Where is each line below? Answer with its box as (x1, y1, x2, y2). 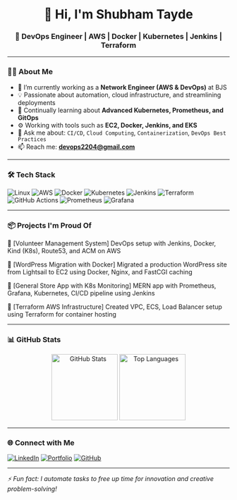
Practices (17, 135, 47, 143)
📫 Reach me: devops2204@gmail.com (17, 142, 135, 151)
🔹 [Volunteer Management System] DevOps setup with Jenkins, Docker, (7, 239, 217, 248)
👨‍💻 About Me (7, 67, 53, 77)
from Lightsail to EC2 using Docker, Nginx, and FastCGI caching (7, 268, 193, 276)
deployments (17, 98, 56, 106)
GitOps (17, 113, 39, 122)
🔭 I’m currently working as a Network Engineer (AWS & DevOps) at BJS (17, 83, 227, 91)
